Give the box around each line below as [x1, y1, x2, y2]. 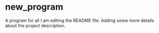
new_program [5, 1, 63, 13]
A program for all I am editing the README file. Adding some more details [5, 17, 155, 23]
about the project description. [5, 22, 66, 28]
